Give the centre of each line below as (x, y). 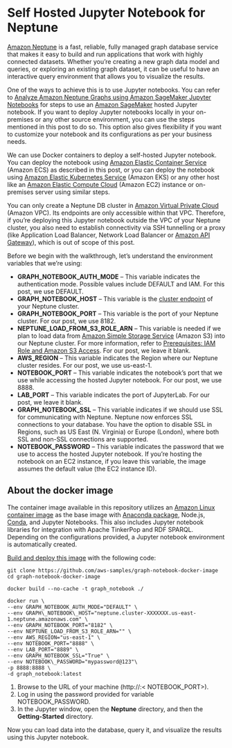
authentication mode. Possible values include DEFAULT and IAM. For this (121, 284)
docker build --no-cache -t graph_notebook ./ (75, 589)
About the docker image (60, 490)
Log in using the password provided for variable (86, 694)
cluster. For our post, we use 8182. (66, 320)
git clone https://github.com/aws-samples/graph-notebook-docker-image (113, 570)
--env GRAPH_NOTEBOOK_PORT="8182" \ (60, 625)
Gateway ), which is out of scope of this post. (71, 242)
